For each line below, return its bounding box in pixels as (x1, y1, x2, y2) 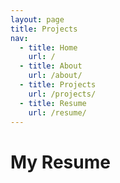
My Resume (10, 151, 111, 173)
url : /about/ (28, 71, 83, 81)
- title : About (19, 61, 83, 71)
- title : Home (19, 42, 78, 53)
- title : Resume (19, 98, 87, 108)
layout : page (10, 14, 65, 25)
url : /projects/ (28, 89, 97, 99)
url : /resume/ (28, 107, 87, 118)
